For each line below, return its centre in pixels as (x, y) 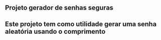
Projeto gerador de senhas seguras (59, 8)
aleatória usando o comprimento (55, 31)
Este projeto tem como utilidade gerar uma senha (81, 24)
